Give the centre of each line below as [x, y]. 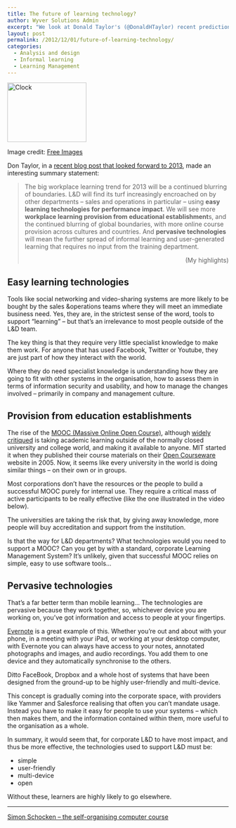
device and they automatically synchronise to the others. [89, 661]
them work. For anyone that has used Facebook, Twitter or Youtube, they [113, 350]
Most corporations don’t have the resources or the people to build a [105, 484]
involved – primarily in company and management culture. [91, 394]
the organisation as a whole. [48, 726]
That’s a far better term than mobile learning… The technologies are [105, 603]
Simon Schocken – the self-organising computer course [88, 817]
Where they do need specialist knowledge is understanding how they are [113, 371]
